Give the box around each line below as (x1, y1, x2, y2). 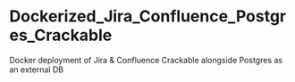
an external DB (9, 64, 64, 75)
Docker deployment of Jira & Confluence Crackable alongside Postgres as (9, 54, 283, 65)
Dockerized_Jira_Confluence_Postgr (9, 6, 287, 27)
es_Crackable (9, 25, 113, 45)
